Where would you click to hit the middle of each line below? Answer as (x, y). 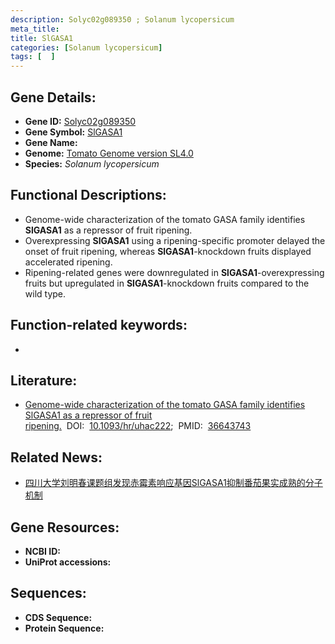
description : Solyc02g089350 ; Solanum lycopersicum (122, 19)
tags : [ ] (33, 57)
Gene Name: (51, 142)
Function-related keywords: (99, 325)
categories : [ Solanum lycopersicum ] (86, 47)
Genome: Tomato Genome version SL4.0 (109, 153)
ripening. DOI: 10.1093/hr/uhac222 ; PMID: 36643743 (138, 426)
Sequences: (48, 593)
